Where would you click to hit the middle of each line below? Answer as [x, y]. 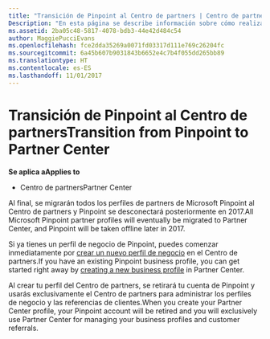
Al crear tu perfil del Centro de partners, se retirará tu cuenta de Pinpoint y [132, 285]
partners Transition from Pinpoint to [129, 132]
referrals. [23, 328]
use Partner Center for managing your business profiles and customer [124, 319]
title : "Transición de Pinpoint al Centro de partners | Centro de [124, 16]
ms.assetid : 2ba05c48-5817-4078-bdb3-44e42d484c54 [95, 31]
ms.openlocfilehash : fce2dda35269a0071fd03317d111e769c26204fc [117, 46]
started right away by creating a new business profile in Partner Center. [127, 269]
